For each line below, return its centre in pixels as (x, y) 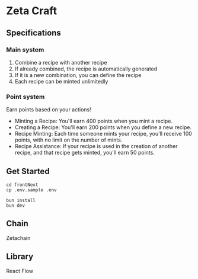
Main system (25, 50)
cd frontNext (22, 185)
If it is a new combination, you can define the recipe (78, 75)
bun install (21, 200)
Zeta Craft (32, 11)
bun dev (16, 206)
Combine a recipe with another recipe (61, 62)
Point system (25, 97)
